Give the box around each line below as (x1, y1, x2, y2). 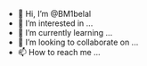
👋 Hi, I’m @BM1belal (17, 9, 92, 19)
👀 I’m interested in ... (17, 18, 94, 29)
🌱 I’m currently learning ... (17, 28, 113, 37)
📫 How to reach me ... (17, 47, 101, 57)
